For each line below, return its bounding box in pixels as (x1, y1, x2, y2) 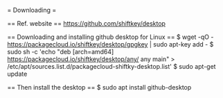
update (7, 70, 28, 78)
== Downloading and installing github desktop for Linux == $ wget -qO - (7, 33, 214, 41)
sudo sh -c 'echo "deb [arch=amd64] (7, 48, 114, 56)
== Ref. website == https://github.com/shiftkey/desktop (7, 19, 166, 27)
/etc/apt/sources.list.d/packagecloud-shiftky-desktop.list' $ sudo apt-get (7, 63, 216, 70)
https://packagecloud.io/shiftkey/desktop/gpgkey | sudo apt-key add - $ (7, 40, 214, 48)
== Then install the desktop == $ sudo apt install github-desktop (7, 83, 192, 91)
